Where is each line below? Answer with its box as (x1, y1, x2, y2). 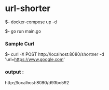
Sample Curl (5, 40, 35, 47)
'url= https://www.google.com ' (5, 57, 65, 62)
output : (5, 69, 24, 75)
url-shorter (5, 3, 51, 14)
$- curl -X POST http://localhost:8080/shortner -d (5, 51, 105, 57)
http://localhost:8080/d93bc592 (5, 79, 69, 85)
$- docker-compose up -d (5, 19, 57, 25)
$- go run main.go (5, 28, 41, 34)
